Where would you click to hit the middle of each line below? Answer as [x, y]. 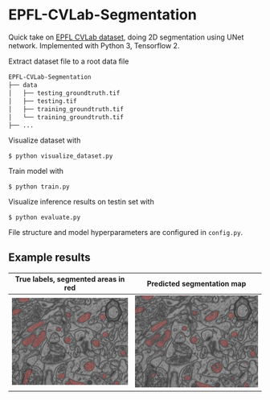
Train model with [36, 171]
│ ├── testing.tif [43, 101]
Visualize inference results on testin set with [81, 201]
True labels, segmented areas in [70, 279]
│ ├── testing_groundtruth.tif [64, 93]
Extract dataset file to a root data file [69, 61]
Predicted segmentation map [196, 283]
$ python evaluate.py [45, 217]
